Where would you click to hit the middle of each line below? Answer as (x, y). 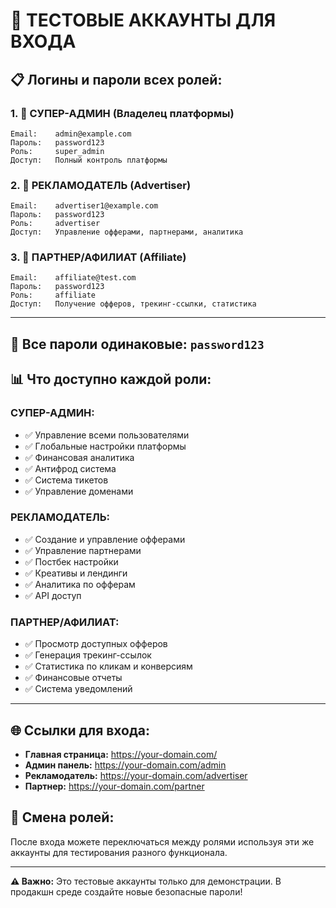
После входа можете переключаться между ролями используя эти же (162, 841)
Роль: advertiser (55, 224)
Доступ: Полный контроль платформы (89, 160)
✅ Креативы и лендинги (76, 573)
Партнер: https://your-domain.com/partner (114, 786)
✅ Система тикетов (66, 480)
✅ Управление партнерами (83, 550)
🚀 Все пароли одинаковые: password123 (137, 344)
